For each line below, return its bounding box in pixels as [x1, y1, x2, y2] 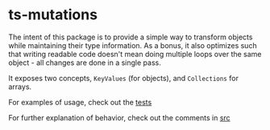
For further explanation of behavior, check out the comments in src [8, 112, 231, 122]
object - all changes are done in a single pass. [8, 58, 161, 67]
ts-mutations [8, 6, 98, 24]
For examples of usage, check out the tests [8, 97, 152, 107]
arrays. [8, 82, 32, 91]
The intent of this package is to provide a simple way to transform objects [8, 32, 253, 42]
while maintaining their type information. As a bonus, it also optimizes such [8, 40, 257, 50]
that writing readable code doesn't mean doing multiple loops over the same [8, 49, 262, 59]
